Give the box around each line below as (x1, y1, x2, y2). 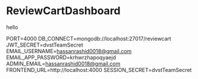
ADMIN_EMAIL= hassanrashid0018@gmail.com (6, 60, 121, 67)
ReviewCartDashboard (6, 4, 121, 18)
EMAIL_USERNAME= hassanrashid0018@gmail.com (6, 47, 132, 54)
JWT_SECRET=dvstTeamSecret (6, 41, 83, 48)
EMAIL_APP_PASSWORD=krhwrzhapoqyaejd (6, 54, 116, 61)
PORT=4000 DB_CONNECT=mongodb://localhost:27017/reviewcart (6, 35, 171, 42)
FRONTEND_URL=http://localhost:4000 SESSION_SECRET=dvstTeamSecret (6, 66, 192, 73)
